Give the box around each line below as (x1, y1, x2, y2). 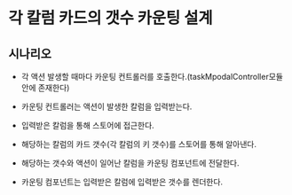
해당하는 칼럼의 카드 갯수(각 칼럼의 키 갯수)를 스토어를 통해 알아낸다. (20, 139, 256, 149)
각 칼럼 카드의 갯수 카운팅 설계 (8, 8, 214, 28)
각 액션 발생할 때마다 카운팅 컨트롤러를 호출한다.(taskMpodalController (20, 72, 270, 82)
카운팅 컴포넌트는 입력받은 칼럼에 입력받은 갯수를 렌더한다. (20, 176, 224, 187)
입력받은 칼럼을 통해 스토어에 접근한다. (20, 121, 154, 130)
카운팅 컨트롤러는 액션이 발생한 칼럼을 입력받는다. (20, 101, 193, 112)
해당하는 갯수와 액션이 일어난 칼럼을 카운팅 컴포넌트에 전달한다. (20, 158, 241, 168)
